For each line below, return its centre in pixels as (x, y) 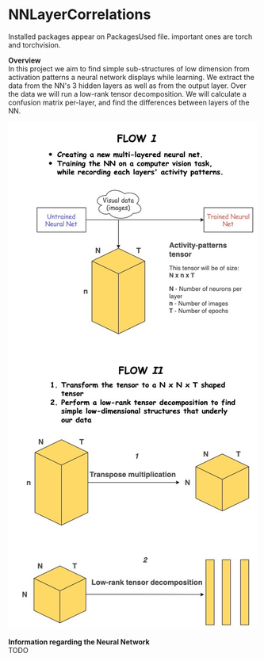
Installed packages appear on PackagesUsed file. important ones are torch (130, 36)
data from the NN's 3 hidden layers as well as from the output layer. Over (128, 86)
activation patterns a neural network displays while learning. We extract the (132, 77)
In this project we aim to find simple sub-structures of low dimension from (129, 68)
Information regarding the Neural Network (79, 642)
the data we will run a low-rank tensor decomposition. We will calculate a (128, 94)
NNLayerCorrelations (80, 15)
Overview (25, 60)
